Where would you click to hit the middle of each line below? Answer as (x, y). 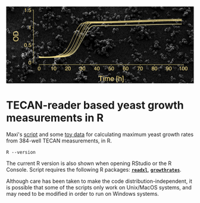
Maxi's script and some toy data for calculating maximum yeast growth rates (100, 134)
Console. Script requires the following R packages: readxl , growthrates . (94, 169)
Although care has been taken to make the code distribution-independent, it (99, 181)
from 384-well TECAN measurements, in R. (59, 141)
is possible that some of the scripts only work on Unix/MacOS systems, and (99, 187)
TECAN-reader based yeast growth (95, 105)
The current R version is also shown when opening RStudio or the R (89, 163)
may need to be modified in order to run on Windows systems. (83, 194)
